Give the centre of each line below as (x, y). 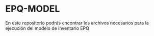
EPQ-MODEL (33, 9)
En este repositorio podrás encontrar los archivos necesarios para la (77, 23)
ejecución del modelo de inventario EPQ (47, 28)
